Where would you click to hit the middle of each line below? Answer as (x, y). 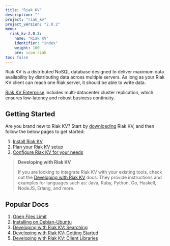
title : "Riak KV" (24, 10)
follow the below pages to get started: (45, 132)
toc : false (17, 57)
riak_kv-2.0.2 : (26, 34)
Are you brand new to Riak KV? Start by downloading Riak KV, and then (80, 126)
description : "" (22, 15)
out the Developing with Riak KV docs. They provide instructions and (90, 177)
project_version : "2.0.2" (33, 24)
